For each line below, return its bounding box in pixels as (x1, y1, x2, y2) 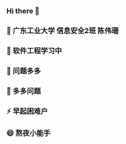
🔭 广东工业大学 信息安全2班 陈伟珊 (6, 25, 119, 35)
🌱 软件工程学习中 (6, 46, 62, 56)
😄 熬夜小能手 (6, 128, 51, 138)
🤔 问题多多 (6, 66, 42, 75)
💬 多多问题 (6, 86, 42, 95)
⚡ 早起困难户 (6, 106, 49, 116)
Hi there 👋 (6, 6, 40, 16)
